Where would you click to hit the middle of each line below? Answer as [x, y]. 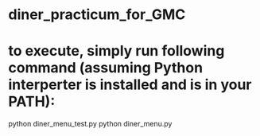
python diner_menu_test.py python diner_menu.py [90, 124]
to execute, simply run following [116, 51]
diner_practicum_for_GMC [97, 15]
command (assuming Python [106, 68]
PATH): [32, 102]
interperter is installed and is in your [130, 85]
